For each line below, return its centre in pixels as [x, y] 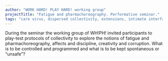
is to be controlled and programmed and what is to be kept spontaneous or [82, 49]
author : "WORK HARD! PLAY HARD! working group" [56, 10]
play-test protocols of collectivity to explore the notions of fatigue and [77, 38]
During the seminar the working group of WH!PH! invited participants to [79, 33]
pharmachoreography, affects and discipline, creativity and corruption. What [84, 44]
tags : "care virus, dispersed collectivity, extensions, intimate [76, 19]
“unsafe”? [15, 54]
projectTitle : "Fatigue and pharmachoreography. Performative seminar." [82, 14]
